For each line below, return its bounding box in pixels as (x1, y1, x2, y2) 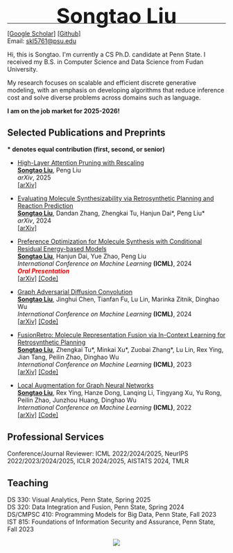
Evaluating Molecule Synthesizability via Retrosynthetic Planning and (17, 194, 214, 202)
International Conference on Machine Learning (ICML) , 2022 (17, 403, 192, 412)
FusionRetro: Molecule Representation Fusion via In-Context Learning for (17, 331, 226, 339)
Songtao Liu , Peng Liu (17, 166, 82, 175)
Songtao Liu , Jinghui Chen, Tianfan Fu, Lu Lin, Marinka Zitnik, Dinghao (17, 295, 220, 303)
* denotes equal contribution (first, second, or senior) (7, 145, 165, 154)
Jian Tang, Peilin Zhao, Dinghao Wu (17, 353, 119, 362)
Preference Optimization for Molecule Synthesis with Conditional (17, 237, 202, 246)
